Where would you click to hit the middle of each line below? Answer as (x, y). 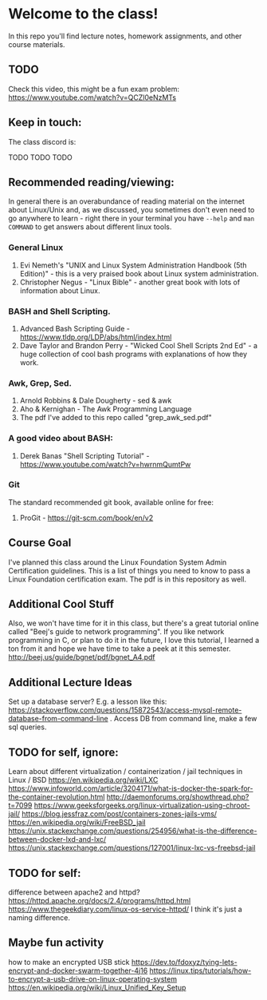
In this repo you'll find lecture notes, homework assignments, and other (125, 36)
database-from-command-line (59, 719)
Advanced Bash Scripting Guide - (75, 328)
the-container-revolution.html (57, 797)
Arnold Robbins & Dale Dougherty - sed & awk (96, 401)
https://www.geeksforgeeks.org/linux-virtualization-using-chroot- (142, 806)
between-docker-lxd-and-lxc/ (57, 839)
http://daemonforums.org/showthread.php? (178, 797)
